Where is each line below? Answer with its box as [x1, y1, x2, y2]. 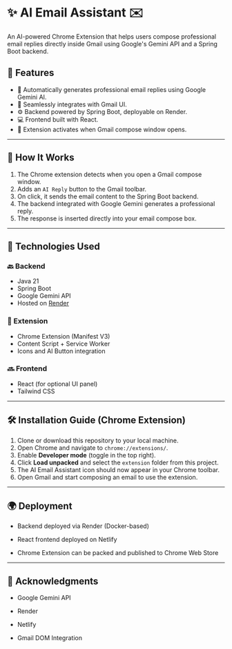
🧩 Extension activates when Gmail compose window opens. [17, 125, 187, 133]
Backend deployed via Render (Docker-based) [17, 522, 150, 530]
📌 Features [7, 67, 55, 79]
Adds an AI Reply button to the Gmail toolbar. [17, 185, 147, 193]
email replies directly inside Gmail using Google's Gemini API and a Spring [7, 39, 217, 48]
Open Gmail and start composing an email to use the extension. [17, 473, 198, 481]
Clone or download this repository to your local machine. [17, 436, 179, 444]
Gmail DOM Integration [17, 634, 83, 642]
